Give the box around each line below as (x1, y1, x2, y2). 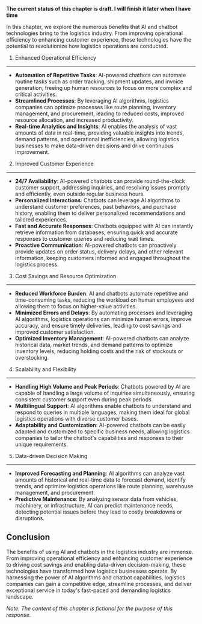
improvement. (14, 148, 50, 156)
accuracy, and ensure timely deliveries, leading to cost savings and (14, 322, 182, 329)
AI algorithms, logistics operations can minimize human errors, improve (14, 316, 191, 322)
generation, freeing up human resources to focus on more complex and (14, 84, 192, 91)
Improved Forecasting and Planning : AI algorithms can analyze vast (14, 470, 185, 477)
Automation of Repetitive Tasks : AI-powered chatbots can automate (14, 72, 186, 78)
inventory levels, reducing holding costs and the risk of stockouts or (14, 348, 183, 355)
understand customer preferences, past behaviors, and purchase (14, 203, 177, 210)
